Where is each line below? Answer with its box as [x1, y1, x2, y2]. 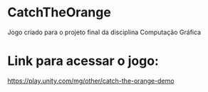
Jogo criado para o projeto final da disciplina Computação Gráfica [7, 28, 202, 36]
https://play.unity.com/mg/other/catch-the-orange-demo [7, 76, 175, 85]
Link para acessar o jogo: [7, 53, 159, 69]
